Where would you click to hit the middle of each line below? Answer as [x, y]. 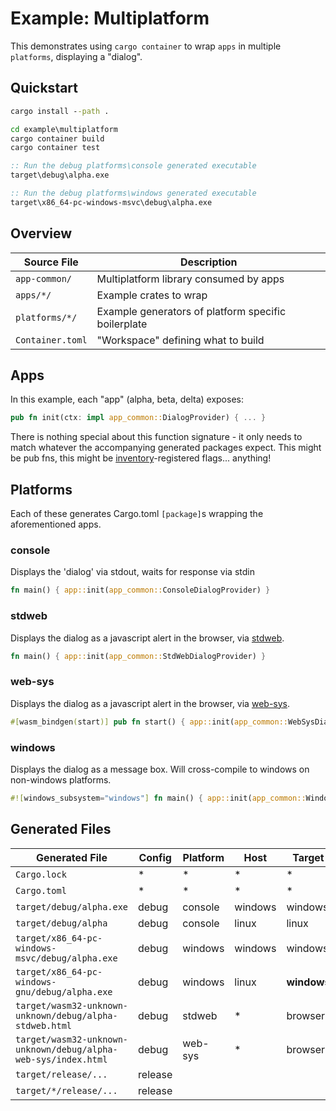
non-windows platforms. [61, 779]
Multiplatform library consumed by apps [190, 279]
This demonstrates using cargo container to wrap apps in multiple [146, 46]
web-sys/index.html [61, 1059]
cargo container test [55, 148]
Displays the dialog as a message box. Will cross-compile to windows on [160, 769]
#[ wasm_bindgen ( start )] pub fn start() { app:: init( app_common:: [149, 722]
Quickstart [44, 88]
